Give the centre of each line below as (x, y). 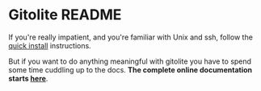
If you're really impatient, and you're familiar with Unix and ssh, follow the (130, 37)
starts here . (28, 78)
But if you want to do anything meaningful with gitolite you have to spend (130, 61)
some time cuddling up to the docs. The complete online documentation (130, 69)
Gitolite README (65, 15)
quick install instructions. (50, 45)
